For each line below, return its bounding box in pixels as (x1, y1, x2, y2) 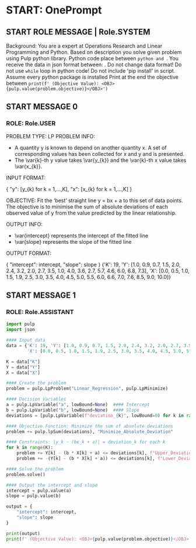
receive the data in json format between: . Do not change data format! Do (6, 61, 182, 68)
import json (6, 326, 35, 333)
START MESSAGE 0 (6, 102, 78, 112)
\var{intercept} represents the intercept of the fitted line (14, 232, 149, 239)
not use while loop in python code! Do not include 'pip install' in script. (6, 67, 176, 74)
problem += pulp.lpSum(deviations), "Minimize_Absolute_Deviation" (6, 428, 174, 434)
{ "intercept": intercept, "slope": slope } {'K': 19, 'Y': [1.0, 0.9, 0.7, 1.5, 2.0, (6, 261, 181, 268)
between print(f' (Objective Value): (6, 80, 99, 87)
